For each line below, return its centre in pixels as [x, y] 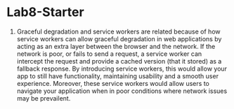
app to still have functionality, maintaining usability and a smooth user [118, 76]
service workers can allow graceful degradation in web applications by [119, 38]
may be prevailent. [44, 98]
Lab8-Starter [46, 12]
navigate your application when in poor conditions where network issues [122, 91]
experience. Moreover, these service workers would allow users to [113, 83]
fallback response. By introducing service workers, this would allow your [122, 68]
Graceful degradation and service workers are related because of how [118, 31]
